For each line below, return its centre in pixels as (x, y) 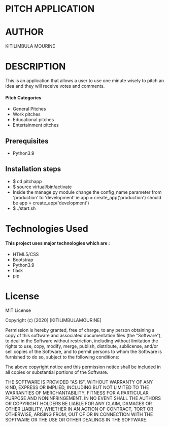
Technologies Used (47, 229)
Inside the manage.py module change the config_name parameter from (87, 192)
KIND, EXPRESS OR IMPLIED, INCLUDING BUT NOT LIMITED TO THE (77, 387)
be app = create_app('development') (51, 203)
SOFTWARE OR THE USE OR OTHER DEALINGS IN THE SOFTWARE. (76, 420)
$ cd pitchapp (27, 181)
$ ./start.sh (24, 208)
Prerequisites (27, 141)
